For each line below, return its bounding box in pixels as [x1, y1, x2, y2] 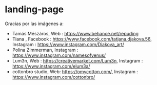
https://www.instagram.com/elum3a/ [12, 63, 90, 69]
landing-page [5, 4, 64, 15]
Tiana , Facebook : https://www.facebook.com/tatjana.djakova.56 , [12, 36, 152, 42]
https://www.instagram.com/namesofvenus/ [12, 52, 106, 58]
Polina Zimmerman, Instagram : [12, 47, 78, 53]
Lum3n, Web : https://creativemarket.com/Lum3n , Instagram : [12, 57, 143, 63]
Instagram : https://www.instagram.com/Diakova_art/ [12, 41, 124, 47]
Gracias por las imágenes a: [5, 20, 64, 27]
